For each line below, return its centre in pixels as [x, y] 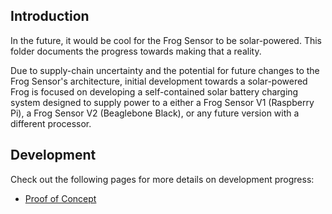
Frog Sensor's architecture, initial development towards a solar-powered [159, 81]
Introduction [50, 16]
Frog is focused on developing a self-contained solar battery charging [154, 91]
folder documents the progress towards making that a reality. [136, 51]
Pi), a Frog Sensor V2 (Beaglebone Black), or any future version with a [155, 113]
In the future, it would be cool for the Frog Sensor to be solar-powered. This [166, 40]
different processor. [51, 123]
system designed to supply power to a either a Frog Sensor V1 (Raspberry [162, 102]
